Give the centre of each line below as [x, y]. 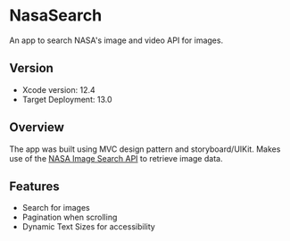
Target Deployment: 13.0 [67, 99]
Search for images [56, 208]
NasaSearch [56, 16]
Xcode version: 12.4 [58, 89]
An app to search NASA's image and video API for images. [116, 40]
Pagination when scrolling [70, 217]
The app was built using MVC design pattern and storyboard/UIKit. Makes [145, 149]
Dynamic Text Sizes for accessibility [89, 227]
